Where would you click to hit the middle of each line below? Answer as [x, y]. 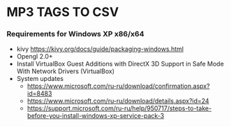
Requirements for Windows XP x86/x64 [75, 34]
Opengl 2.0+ [35, 57]
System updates [40, 79]
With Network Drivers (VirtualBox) [65, 71]
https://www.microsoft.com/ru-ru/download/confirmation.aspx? [118, 86]
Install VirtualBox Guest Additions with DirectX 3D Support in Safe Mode [120, 64]
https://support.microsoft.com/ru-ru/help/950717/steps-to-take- [119, 108]
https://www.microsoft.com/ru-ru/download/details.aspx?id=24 [118, 101]
